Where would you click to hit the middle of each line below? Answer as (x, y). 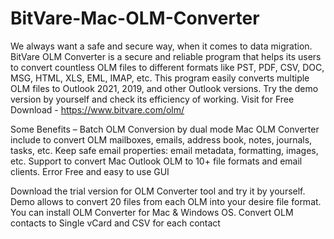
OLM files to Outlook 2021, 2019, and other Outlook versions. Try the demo (164, 88)
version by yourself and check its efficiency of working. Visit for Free (152, 99)
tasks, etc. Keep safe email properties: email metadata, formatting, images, (164, 150)
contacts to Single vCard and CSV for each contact (115, 223)
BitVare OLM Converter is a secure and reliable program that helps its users (166, 56)
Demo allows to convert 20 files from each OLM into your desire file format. (166, 201)
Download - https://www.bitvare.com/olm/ (97, 109)
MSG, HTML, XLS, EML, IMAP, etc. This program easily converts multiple (160, 78)
